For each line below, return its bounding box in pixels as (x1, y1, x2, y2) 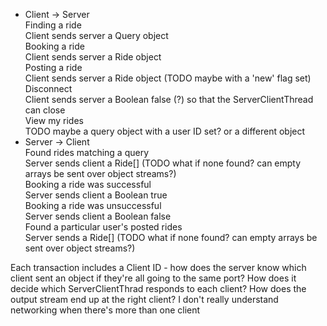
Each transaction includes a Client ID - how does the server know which (10, 262, 307, 273)
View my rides (24, 115, 84, 126)
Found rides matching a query (24, 147, 150, 158)
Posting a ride (24, 62, 83, 73)
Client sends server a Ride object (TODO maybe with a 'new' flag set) (24, 72, 312, 84)
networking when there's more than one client (10, 304, 201, 316)
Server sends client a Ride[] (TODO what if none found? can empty (24, 157, 302, 169)
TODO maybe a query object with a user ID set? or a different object (24, 125, 306, 137)
